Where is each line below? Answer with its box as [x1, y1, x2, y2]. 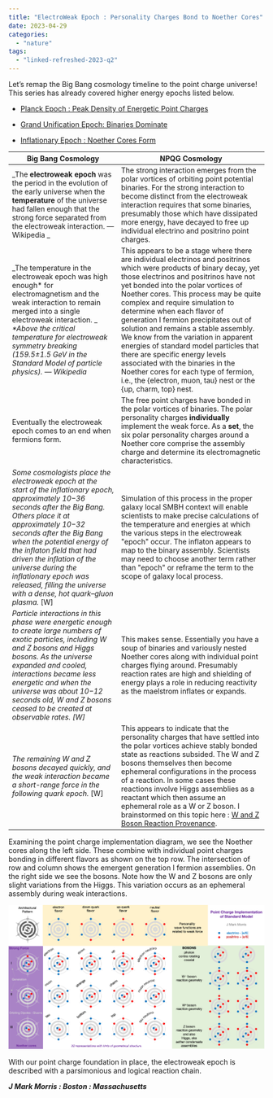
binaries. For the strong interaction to [120, 182, 245, 192]
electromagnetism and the [11, 289, 100, 299]
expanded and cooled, [11, 660, 88, 670]
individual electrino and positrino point [120, 225, 249, 235]
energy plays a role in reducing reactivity [120, 677, 258, 687]
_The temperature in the [11, 263, 92, 273]
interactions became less [11, 668, 97, 679]
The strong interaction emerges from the [120, 165, 257, 175]
